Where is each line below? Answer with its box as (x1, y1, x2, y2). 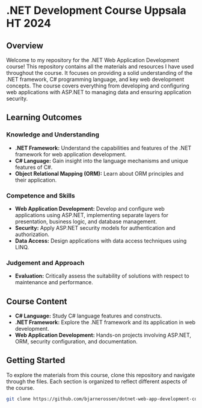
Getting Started (6, 355, 66, 366)
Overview (6, 40, 44, 51)
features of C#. (14, 164, 53, 171)
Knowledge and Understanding (6, 130, 100, 139)
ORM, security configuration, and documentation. (14, 338, 138, 345)
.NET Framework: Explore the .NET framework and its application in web (14, 319, 196, 326)
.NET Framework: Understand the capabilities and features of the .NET (14, 144, 192, 151)
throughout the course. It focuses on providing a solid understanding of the (6, 69, 193, 76)
